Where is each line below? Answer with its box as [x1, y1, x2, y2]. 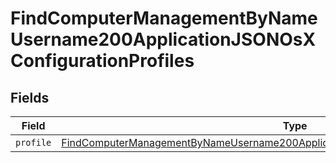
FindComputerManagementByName [10, 7, 318, 30]
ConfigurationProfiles [10, 50, 195, 72]
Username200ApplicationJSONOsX [10, 28, 317, 51]
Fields [10, 89, 50, 106]
